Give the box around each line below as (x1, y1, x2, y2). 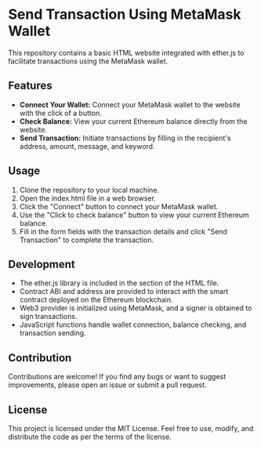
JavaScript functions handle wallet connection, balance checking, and (19, 320, 247, 330)
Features (8, 79, 53, 92)
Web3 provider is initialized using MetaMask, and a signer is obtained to (19, 303, 252, 313)
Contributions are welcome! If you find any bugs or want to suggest (8, 372, 227, 382)
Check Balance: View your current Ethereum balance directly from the (19, 116, 248, 126)
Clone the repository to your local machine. (19, 185, 159, 194)
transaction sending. (19, 328, 86, 338)
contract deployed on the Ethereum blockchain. (19, 295, 174, 305)
